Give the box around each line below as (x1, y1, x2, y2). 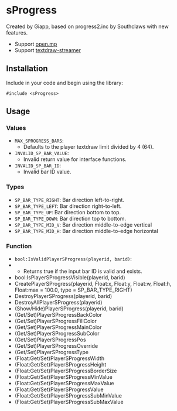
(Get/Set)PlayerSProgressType (14, 349, 89, 356)
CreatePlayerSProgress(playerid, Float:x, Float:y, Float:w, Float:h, (14, 280, 172, 287)
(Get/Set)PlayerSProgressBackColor (14, 311, 103, 318)
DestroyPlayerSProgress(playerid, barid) (14, 293, 113, 300)
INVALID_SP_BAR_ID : (14, 162, 62, 169)
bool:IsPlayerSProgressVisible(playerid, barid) (14, 274, 125, 281)
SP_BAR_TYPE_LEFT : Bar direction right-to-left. (14, 203, 122, 210)
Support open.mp (14, 40, 57, 47)
